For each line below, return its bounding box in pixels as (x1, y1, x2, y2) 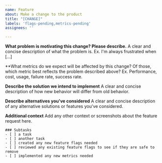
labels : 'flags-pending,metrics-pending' (5, 21, 91, 26)
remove (5, 149, 19, 154)
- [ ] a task (5, 132, 32, 137)
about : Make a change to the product (5, 12, 82, 17)
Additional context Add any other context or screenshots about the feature (5, 113, 158, 119)
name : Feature (5, 7, 34, 12)
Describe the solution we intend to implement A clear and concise (5, 83, 141, 89)
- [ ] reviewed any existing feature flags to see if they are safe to (5, 145, 155, 150)
